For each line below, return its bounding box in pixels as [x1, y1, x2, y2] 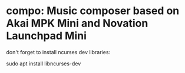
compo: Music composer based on [6, 4, 180, 18]
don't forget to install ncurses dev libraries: [6, 48, 111, 55]
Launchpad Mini [6, 29, 87, 42]
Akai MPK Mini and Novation [6, 16, 148, 30]
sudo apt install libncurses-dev [6, 60, 81, 67]
